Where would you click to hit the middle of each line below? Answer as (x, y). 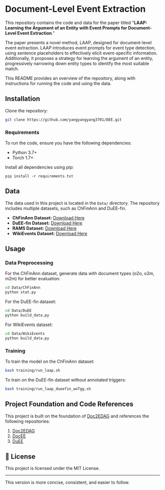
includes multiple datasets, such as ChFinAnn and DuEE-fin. (66, 208)
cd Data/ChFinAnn (23, 288)
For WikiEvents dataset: (29, 325)
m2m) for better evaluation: (33, 279)
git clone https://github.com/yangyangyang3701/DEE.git (63, 120)
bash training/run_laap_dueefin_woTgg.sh (48, 389)
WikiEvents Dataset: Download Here (50, 233)
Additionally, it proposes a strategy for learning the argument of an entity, (79, 58)
